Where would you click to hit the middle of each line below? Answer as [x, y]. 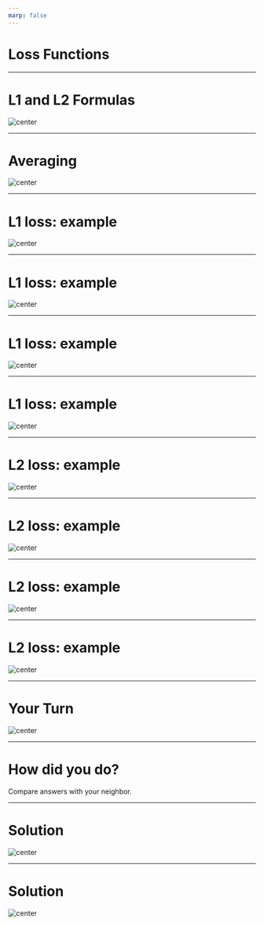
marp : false [27, 15]
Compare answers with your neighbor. [70, 791]
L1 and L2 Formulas [72, 100]
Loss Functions [59, 54]
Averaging [42, 161]
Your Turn [41, 709]
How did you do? [64, 770]
